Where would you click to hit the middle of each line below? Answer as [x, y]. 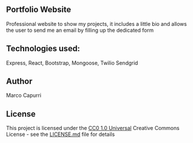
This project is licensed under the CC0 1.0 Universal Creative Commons [93, 128]
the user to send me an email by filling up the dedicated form [80, 30]
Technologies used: [43, 49]
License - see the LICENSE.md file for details [61, 134]
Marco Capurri [24, 95]
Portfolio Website [39, 10]
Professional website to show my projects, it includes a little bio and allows [96, 24]
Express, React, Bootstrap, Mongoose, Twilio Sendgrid [72, 63]
